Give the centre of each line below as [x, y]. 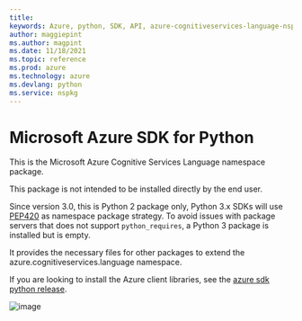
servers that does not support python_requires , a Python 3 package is [139, 226]
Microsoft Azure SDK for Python [132, 137]
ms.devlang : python [46, 85]
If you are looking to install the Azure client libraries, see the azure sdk [139, 280]
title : [22, 18]
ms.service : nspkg [44, 93]
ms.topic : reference [48, 59]
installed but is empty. [50, 236]
